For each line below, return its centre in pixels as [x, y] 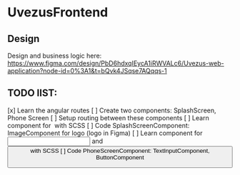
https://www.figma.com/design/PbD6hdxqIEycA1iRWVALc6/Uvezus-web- [116, 63]
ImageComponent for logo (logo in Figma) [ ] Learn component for [105, 133]
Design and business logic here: [55, 55]
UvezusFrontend [58, 12]
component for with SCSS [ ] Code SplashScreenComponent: [99, 125]
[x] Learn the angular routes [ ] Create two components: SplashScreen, [112, 110]
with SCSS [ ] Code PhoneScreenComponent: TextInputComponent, [120, 150]
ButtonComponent [120, 157]
